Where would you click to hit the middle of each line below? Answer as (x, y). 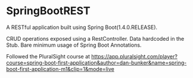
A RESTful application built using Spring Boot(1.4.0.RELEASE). (82, 27)
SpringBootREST (48, 11)
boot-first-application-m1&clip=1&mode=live (60, 69)
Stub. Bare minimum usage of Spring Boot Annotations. (74, 45)
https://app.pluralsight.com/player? (134, 56)
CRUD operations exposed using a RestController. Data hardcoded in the (95, 38)
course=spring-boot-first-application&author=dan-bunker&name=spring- (96, 63)
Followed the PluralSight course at (48, 56)
